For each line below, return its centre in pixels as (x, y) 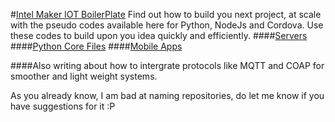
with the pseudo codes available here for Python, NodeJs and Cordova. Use (167, 25)
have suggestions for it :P (63, 106)
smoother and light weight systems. (84, 76)
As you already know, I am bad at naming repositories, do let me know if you (167, 95)
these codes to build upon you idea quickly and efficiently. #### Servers (159, 35)
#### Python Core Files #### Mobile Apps (96, 46)
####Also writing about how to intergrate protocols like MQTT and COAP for (167, 65)
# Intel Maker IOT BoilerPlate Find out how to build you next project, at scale (166, 14)
